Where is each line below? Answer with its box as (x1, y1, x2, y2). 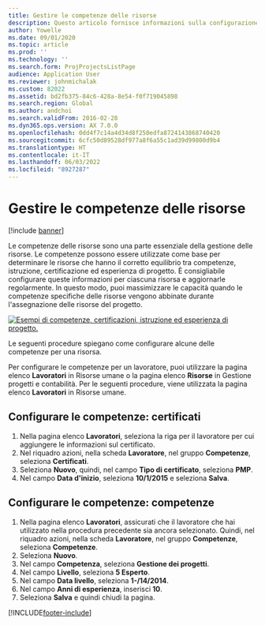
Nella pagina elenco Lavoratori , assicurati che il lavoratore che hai (19, 517, 235, 526)
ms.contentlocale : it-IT (8, 151, 90, 159)
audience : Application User (8, 70, 101, 78)
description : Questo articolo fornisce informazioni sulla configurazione (8, 19, 259, 27)
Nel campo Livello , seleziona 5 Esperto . (19, 567, 150, 577)
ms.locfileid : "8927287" (8, 166, 90, 174)
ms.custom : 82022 (8, 84, 65, 93)
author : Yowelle (8, 26, 62, 34)
